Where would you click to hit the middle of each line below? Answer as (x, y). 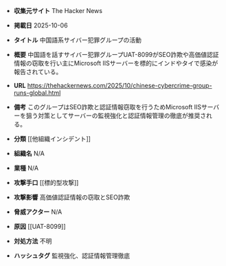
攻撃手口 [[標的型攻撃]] (46, 182)
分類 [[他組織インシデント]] (52, 139)
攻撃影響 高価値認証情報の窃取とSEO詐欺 (72, 197)
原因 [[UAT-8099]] (40, 226)
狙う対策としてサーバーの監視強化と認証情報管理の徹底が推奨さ (116, 115)
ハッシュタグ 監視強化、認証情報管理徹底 (72, 256)
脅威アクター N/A (38, 212)
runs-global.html (37, 93)
